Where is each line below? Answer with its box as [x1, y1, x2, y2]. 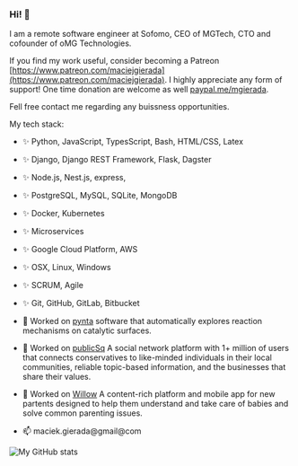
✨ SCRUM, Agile [22, 280, 83, 291]
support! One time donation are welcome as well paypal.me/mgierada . [9, 84, 269, 95]
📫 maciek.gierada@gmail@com [22, 426, 142, 436]
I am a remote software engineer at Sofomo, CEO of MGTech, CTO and [9, 29, 271, 40]
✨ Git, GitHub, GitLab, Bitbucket [22, 298, 141, 309]
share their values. [22, 372, 92, 382]
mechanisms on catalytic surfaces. [22, 325, 153, 336]
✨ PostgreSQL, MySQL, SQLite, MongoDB [22, 190, 178, 201]
